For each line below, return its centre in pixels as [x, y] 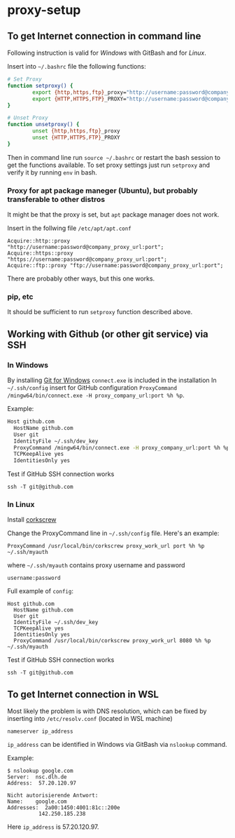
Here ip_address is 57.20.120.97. [53, 827]
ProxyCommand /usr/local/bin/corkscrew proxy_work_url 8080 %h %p [112, 641]
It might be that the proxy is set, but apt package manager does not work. [113, 215]
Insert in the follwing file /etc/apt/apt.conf [69, 228]
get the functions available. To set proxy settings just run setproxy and [109, 165]
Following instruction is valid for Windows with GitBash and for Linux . [107, 53]
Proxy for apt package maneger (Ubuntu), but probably [102, 190]
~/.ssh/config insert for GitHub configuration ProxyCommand [92, 388]
